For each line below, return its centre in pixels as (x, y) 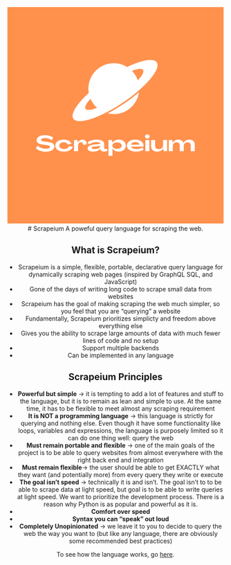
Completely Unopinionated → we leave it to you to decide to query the (120, 526)
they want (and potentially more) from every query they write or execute (121, 474)
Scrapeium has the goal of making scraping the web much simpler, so (121, 303)
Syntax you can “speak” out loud (121, 519)
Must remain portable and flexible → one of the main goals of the (121, 445)
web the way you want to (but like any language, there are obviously (121, 533)
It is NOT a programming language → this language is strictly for (121, 415)
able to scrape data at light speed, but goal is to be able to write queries (121, 489)
